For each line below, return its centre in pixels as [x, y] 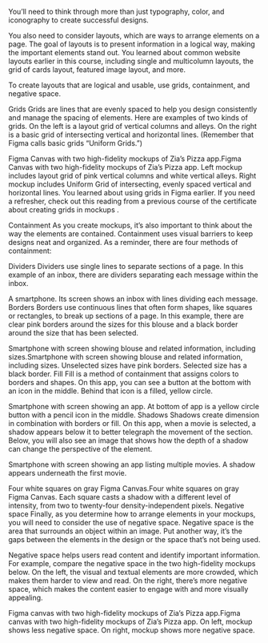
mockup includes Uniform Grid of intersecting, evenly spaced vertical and [130, 184]
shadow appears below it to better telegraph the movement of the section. [131, 432]
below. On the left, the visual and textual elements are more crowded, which [133, 572]
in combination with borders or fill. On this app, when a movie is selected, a [132, 423]
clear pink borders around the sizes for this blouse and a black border [123, 324]
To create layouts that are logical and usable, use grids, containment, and [129, 85]
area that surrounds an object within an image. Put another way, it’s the [125, 531]
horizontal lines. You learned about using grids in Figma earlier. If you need [132, 193]
